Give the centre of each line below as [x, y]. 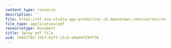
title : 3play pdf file [29, 33]
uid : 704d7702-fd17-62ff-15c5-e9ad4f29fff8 [52, 38]
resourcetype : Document [31, 28]
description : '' [22, 14]
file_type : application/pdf [35, 24]
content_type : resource [31, 10]
